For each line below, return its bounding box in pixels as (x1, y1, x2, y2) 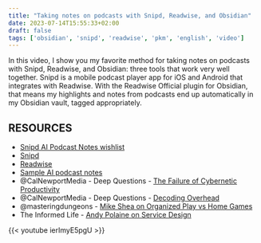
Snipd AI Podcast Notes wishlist (19, 143, 125, 152)
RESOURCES (8, 121, 73, 135)
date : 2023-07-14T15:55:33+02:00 (8, 19, 120, 27)
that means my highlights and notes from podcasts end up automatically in (8, 89, 254, 100)
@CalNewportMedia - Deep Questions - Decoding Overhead (19, 193, 219, 203)
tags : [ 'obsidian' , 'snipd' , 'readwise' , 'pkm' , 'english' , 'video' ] (8, 33, 245, 42)
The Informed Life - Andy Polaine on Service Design (19, 210, 192, 220)
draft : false (8, 26, 52, 34)
